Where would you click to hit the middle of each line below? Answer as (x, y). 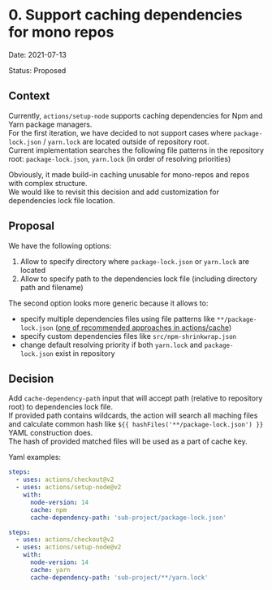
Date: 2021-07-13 (37, 54)
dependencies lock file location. (62, 200)
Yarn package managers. (50, 124)
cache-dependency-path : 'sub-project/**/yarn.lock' (119, 577)
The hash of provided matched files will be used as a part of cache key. (128, 441)
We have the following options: (60, 245)
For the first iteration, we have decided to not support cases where (120, 132)
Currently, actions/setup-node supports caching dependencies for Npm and (136, 115)
